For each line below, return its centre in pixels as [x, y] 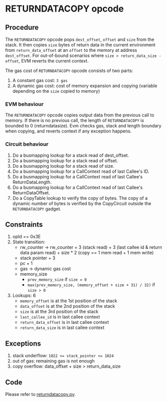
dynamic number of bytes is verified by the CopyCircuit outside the [82, 203]
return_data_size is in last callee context [62, 327]
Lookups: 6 [24, 296]
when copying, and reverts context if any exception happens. [68, 131]
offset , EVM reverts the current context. [47, 61]
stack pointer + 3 [38, 258]
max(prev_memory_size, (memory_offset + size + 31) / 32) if [91, 285]
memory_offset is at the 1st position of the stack [68, 301]
